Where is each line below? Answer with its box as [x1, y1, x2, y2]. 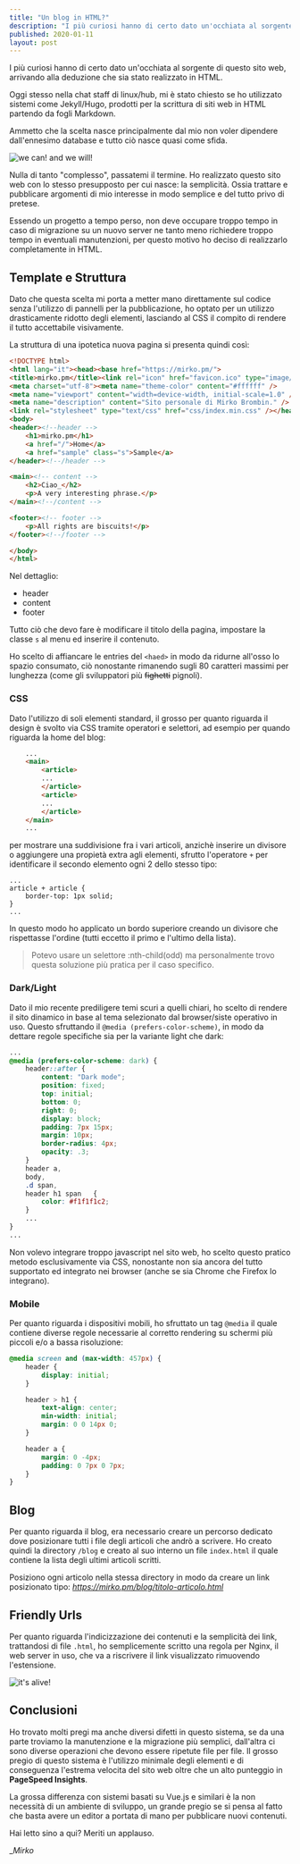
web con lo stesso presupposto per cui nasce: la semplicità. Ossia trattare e [9, 180, 288, 190]
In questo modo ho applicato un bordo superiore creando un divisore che [9, 923, 279, 934]
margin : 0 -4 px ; [41, 1453, 102, 1462]
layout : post [9, 38, 58, 47]
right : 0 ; [41, 1105, 78, 1115]
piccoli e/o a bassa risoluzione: [9, 1337, 123, 1348]
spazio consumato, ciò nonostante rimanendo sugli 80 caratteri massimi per [9, 660, 289, 671]
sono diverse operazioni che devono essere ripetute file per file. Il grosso [9, 1745, 279, 1756]
